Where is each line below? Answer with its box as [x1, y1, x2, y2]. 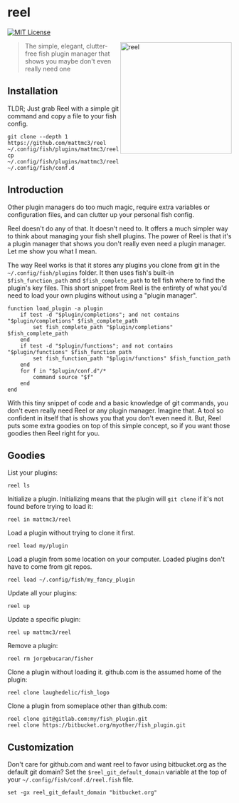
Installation [7, 85, 58, 97]
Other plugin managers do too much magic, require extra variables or [7, 203, 211, 211]
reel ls [7, 483, 31, 490]
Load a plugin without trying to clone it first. [7, 529, 135, 537]
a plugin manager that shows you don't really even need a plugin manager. [7, 239, 226, 248]
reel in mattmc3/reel [7, 516, 72, 523]
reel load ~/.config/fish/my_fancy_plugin [7, 576, 135, 584]
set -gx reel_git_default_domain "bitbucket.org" [7, 789, 158, 797]
